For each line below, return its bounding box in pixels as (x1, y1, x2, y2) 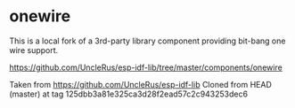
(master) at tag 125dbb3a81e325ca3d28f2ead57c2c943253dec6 (9, 89, 248, 99)
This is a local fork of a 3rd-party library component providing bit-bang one (9, 35, 286, 46)
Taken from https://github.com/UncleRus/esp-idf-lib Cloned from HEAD (9, 79, 272, 89)
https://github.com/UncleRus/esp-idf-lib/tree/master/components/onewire (9, 62, 283, 73)
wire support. (9, 44, 59, 55)
